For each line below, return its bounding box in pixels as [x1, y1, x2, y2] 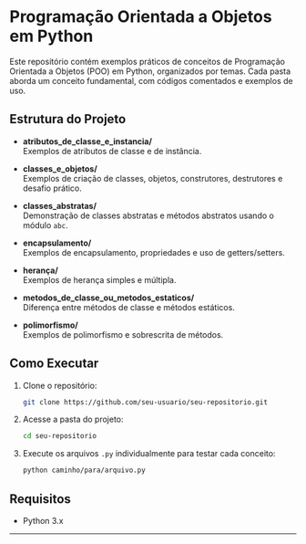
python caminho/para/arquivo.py [22, 466, 146, 476]
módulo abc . [22, 219, 68, 230]
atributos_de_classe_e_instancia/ [22, 135, 153, 147]
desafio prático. [22, 183, 82, 194]
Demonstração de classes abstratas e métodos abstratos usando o [22, 210, 275, 221]
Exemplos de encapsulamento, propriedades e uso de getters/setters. [22, 246, 285, 257]
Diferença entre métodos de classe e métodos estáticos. [22, 301, 235, 312]
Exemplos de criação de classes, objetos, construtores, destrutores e [22, 173, 283, 183]
